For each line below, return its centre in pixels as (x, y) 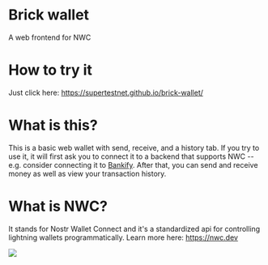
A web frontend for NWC (50, 37)
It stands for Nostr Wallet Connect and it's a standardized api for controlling (134, 229)
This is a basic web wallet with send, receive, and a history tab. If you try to (134, 147)
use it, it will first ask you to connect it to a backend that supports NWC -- (131, 156)
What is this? (53, 125)
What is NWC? (58, 206)
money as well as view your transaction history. (87, 173)
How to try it (51, 70)
